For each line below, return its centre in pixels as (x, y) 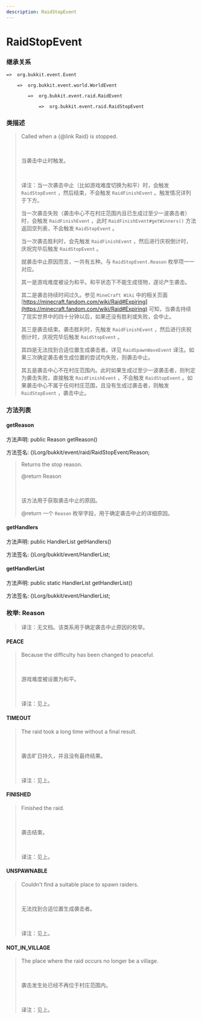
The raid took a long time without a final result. (79, 731)
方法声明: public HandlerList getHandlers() (59, 541)
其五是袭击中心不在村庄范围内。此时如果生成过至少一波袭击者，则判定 (108, 371)
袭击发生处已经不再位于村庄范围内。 (66, 985)
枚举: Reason (26, 613)
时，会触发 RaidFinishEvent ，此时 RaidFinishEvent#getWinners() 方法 (109, 221)
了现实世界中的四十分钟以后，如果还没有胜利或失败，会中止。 (98, 317)
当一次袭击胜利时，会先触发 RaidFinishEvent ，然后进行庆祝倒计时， (106, 241)
